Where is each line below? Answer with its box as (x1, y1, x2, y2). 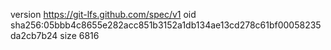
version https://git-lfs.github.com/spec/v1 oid (10, 9, 197, 20)
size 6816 (59, 30, 100, 41)
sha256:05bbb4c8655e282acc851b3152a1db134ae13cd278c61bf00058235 (10, 19, 322, 31)
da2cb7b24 (10, 30, 58, 41)
